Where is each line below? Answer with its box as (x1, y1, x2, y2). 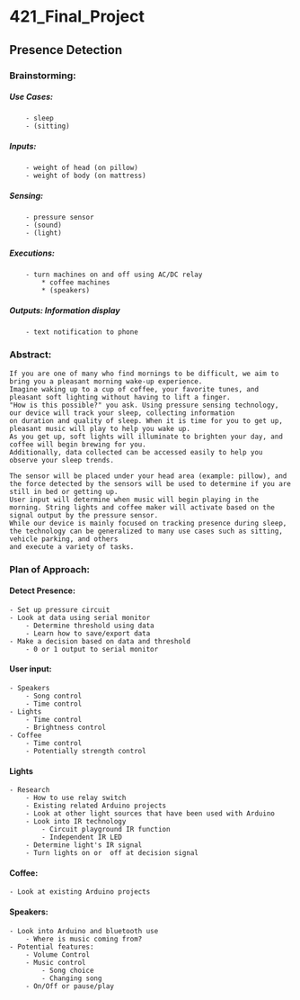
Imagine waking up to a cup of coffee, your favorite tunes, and (9, 384, 259, 393)
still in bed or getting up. (9, 487, 119, 496)
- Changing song (41, 974, 102, 983)
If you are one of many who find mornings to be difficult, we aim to (9, 369, 279, 378)
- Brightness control (25, 723, 106, 732)
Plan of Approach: (9, 563, 91, 575)
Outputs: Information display (9, 304, 120, 316)
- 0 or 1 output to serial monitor (25, 644, 159, 653)
